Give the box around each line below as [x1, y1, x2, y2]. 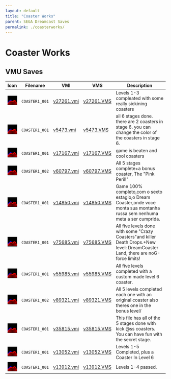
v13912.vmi [53, 364, 79, 370]
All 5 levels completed [116, 286, 162, 292]
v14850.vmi [53, 200, 79, 205]
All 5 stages [116, 160, 141, 166]
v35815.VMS [83, 326, 112, 331]
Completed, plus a [116, 349, 154, 355]
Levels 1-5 [116, 344, 139, 350]
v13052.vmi [53, 349, 79, 355]
